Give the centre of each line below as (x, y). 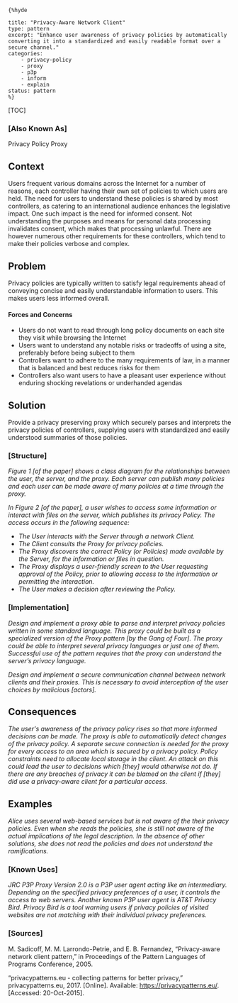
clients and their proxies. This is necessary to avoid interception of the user (118, 682)
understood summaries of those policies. (68, 437)
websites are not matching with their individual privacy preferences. (108, 915)
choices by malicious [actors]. (52, 689)
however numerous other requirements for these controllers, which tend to (117, 236)
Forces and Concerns (40, 314)
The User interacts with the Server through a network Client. (107, 536)
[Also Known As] (38, 128)
